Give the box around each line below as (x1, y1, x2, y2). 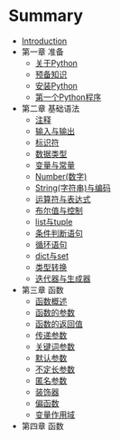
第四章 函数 (21, 420, 64, 431)
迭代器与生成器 (34, 273, 91, 284)
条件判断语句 (34, 228, 83, 239)
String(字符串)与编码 (34, 182, 112, 193)
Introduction (21, 35, 68, 46)
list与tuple (34, 216, 73, 227)
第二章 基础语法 (21, 103, 80, 113)
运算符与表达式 (34, 193, 91, 204)
